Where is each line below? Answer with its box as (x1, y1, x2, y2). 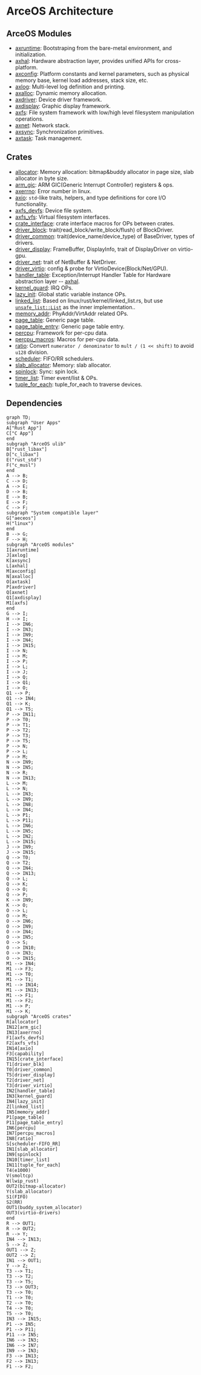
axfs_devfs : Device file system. (15, 207, 93, 214)
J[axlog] (6, 552, 28, 558)
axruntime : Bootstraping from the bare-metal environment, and (15, 44, 173, 52)
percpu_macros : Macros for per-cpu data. (15, 335, 120, 343)
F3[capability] (6, 1050, 45, 1057)
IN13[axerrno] (6, 1029, 42, 1036)
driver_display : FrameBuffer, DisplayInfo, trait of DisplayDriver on (15, 245, 177, 253)
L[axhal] (6, 562, 28, 569)
